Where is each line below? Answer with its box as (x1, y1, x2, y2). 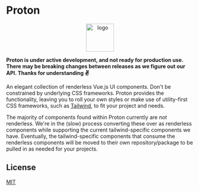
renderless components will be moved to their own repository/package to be (6, 139, 193, 146)
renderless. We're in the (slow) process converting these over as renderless (6, 120, 192, 127)
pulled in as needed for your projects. (6, 145, 98, 152)
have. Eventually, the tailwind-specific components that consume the (6, 132, 175, 140)
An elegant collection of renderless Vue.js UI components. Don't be (6, 83, 171, 90)
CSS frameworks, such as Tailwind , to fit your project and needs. (6, 102, 165, 109)
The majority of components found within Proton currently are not (6, 114, 168, 121)
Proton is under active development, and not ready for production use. (6, 56, 184, 63)
